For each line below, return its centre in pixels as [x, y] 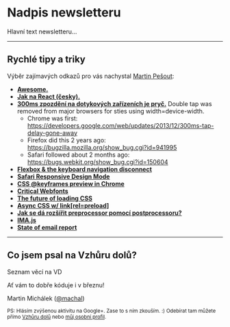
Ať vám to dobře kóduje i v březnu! [56, 285]
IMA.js [26, 220]
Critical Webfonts [42, 191]
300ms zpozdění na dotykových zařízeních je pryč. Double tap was [114, 103]
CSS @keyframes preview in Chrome [71, 183]
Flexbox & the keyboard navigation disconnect [85, 169]
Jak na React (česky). [49, 96]
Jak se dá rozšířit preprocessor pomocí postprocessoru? [100, 213]
